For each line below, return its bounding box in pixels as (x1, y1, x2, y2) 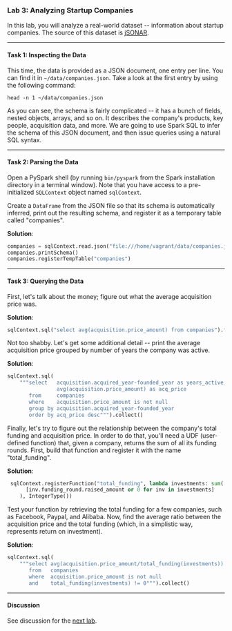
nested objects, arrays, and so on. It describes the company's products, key (7, 113, 224, 122)
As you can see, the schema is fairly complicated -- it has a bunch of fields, (7, 106, 222, 115)
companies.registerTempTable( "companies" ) (7, 255, 131, 262)
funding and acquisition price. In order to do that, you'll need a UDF (7, 431, 199, 440)
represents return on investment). (7, 527, 103, 536)
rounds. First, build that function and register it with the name (7, 446, 182, 454)
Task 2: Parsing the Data (7, 158, 79, 166)
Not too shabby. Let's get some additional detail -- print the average (7, 339, 201, 347)
